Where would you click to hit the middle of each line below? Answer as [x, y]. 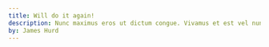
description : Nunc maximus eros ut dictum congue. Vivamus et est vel [128, 23]
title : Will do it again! [51, 16]
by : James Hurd [34, 30]
